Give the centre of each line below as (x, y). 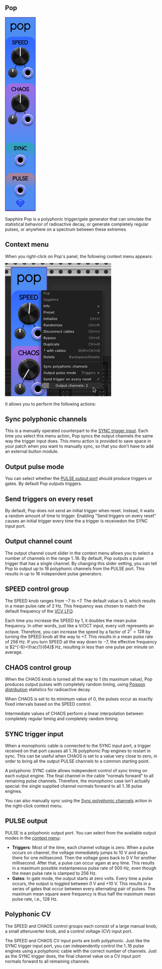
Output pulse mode (35, 467)
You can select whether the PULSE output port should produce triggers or (79, 479)
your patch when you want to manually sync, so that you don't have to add (79, 446)
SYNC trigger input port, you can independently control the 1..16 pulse (74, 946)
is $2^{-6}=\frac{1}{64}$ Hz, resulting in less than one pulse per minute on (79, 647)
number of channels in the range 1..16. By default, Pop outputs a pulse (74, 558)
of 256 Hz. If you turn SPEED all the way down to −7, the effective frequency (81, 642)
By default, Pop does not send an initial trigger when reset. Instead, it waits (80, 511)
